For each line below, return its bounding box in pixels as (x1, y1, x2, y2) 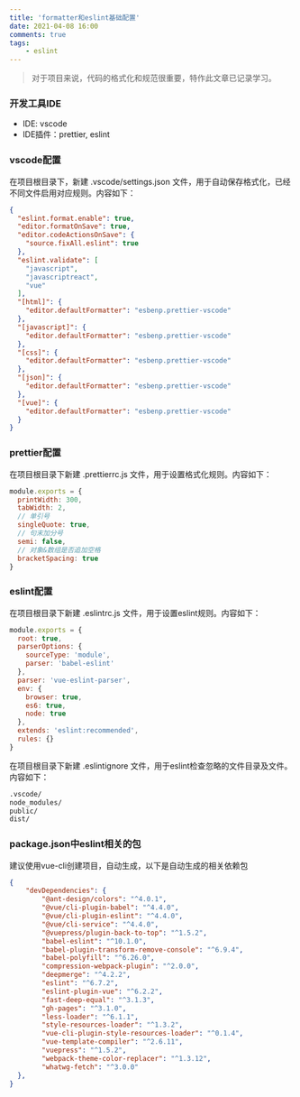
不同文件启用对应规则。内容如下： (9, 187, 136, 198)
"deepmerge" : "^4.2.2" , (41, 971, 131, 980)
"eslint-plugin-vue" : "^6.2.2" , (41, 987, 164, 996)
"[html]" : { (17, 298, 63, 307)
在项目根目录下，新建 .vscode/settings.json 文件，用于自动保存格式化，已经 (9, 176, 291, 187)
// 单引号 (17, 512, 50, 521)
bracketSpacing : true (17, 554, 99, 563)
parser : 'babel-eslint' (25, 659, 115, 668)
